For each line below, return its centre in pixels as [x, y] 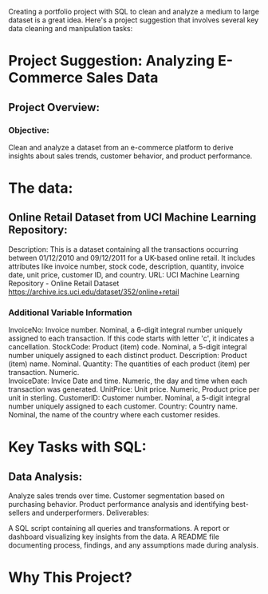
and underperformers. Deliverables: [90, 513]
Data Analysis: [45, 476]
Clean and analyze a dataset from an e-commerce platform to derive [121, 147]
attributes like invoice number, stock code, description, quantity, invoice [126, 266]
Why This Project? [71, 578]
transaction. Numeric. [44, 373]
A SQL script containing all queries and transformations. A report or [119, 528]
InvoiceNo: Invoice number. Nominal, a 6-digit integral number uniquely [126, 330]
